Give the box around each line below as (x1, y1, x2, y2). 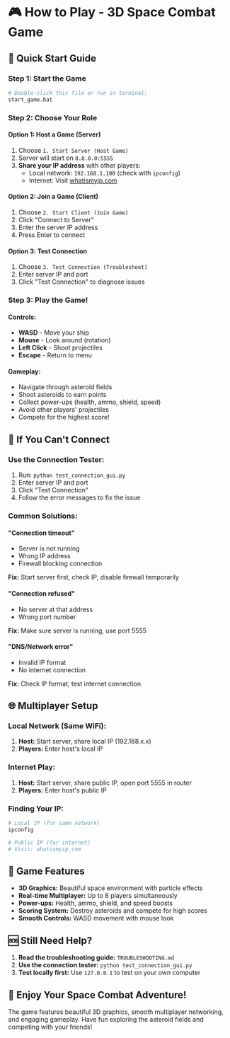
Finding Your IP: (8, 803, 64, 813)
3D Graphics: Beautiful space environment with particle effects (18, 884, 203, 892)
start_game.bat (8, 96, 53, 103)
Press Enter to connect (18, 230, 86, 239)
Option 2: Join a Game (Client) (8, 192, 98, 201)
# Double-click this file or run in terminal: (8, 89, 148, 96)
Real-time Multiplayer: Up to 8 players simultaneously (18, 892, 178, 900)
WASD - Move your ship (18, 328, 89, 337)
